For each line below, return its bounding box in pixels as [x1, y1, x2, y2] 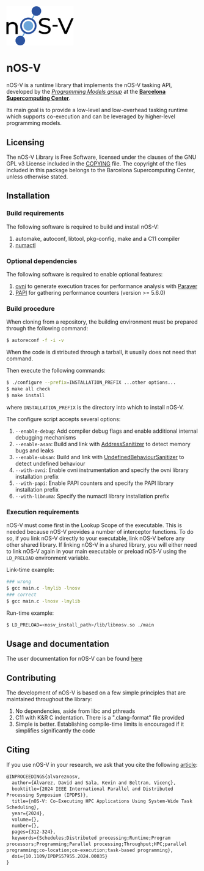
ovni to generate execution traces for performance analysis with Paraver [15, 282, 197, 290]
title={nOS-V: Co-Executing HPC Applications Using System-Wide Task [12, 798, 192, 804]
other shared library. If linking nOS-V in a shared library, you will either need [6, 541, 197, 549]
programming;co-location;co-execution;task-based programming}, [6, 847, 173, 853]
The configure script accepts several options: [6, 415, 121, 422]
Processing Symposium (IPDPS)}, [6, 792, 89, 798]
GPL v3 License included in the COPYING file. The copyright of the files [6, 159, 186, 167]
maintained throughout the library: [6, 696, 93, 703]
